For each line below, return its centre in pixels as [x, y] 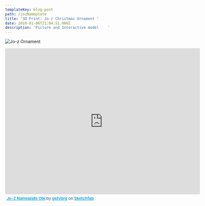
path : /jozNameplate [26, 14]
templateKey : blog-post [29, 9]
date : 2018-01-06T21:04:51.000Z [38, 23]
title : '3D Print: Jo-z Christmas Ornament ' [52, 19]
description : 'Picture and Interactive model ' [57, 28]
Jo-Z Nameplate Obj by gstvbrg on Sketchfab [50, 198]
